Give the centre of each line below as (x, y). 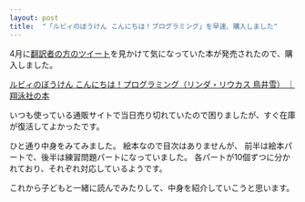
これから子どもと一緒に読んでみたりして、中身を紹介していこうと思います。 (152, 187)
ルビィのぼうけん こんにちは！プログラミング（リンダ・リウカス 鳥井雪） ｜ (152, 84)
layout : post (34, 18)
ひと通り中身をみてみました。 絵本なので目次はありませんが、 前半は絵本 (147, 146)
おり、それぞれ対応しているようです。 (96, 168)
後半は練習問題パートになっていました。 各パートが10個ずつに (158, 157)
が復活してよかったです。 (57, 126)
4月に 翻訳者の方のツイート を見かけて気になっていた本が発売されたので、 (147, 53)
